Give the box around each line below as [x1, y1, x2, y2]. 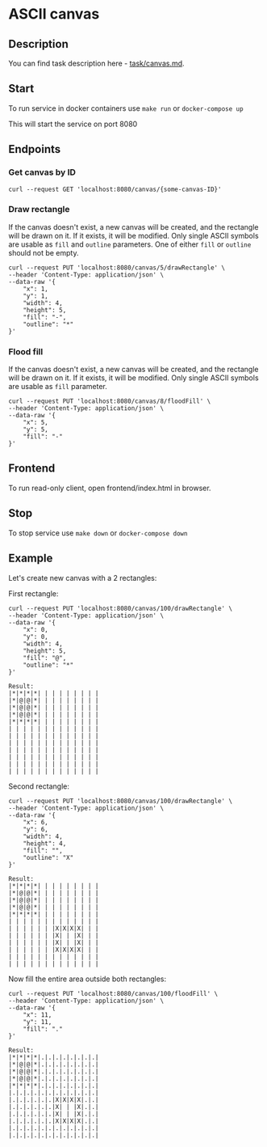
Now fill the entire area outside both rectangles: [8, 974, 167, 984]
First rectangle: [8, 588, 59, 599]
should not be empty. [8, 248, 79, 257]
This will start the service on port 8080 [8, 119, 138, 129]
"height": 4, [23, 839, 67, 848]
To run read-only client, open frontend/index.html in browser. [8, 483, 211, 493]
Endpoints [8, 142, 61, 156]
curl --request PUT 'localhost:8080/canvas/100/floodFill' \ [8, 989, 219, 997]
